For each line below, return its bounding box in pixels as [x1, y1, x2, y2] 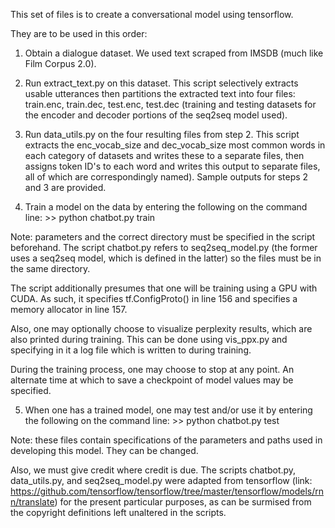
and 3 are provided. [24, 182, 107, 193]
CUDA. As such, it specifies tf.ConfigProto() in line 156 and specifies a [10, 293, 298, 304]
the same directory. [10, 263, 91, 274]
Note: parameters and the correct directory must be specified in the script [10, 231, 316, 243]
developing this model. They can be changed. [10, 445, 199, 456]
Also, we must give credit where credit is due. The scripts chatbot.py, [10, 464, 297, 476]
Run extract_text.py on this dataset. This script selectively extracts [24, 77, 299, 89]
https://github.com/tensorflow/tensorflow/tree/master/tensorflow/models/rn [10, 485, 324, 497]
